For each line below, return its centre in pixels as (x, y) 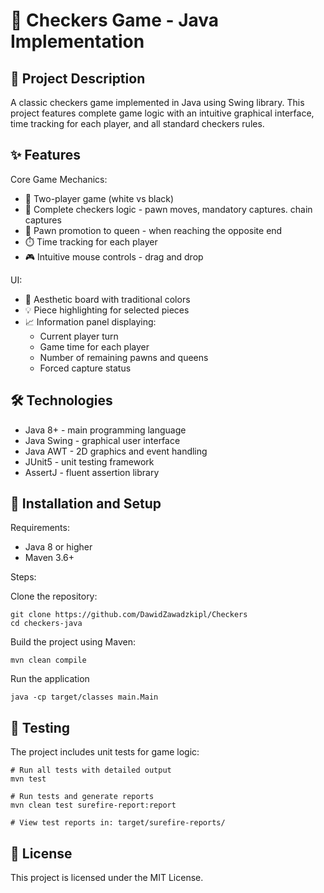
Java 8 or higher (58, 547)
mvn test (28, 779)
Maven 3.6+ (49, 558)
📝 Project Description (78, 78)
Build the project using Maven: (73, 642)
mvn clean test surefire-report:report (93, 805)
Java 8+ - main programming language (105, 430)
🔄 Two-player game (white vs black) (99, 198)
